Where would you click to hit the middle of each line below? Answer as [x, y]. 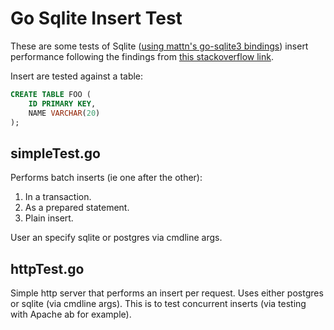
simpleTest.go [55, 153]
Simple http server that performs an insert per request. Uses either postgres [167, 293]
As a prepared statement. [77, 208]
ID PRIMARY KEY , [62, 103]
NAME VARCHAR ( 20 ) [64, 113]
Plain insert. [49, 218]
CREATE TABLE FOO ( [51, 94]
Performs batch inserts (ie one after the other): [106, 178]
